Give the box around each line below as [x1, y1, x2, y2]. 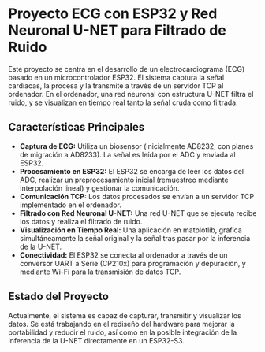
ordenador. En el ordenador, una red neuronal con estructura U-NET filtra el [8, 89, 254, 98]
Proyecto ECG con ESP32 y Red [8, 5, 218, 23]
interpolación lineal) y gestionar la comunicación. [19, 183, 180, 193]
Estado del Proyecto [8, 290, 109, 303]
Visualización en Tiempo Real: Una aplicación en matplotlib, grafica [19, 225, 242, 235]
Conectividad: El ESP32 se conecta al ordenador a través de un [19, 250, 228, 260]
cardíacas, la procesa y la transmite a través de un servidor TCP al [8, 80, 224, 91]
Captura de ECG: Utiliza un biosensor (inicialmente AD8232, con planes [19, 141, 254, 150]
